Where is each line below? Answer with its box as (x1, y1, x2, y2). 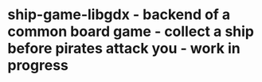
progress (7, 57, 68, 75)
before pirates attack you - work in (7, 40, 240, 57)
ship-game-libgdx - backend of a (7, 6, 231, 24)
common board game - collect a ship (7, 22, 254, 41)
